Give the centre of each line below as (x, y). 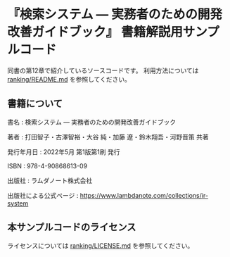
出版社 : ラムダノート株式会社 (50, 180)
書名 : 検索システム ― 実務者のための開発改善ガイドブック (92, 122)
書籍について (35, 104)
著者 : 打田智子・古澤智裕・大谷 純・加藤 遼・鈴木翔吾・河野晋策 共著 (108, 137)
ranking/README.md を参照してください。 (69, 79)
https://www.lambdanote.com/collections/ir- (144, 195)
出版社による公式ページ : (43, 195)
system (18, 203)
